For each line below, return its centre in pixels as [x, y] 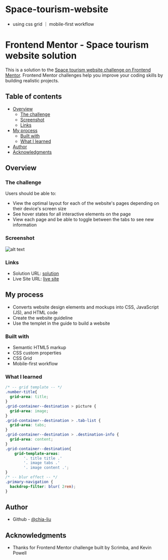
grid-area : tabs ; [28, 425]
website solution [41, 56]
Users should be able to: [31, 194]
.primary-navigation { [29, 482]
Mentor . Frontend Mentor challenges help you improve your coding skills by [84, 75]
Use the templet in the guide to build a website [61, 323]
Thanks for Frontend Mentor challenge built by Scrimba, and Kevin [82, 548]
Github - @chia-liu [32, 519]
